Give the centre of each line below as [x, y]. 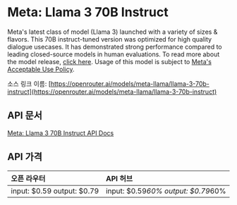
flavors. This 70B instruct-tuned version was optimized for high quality [110, 39]
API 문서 [25, 116]
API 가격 [25, 157]
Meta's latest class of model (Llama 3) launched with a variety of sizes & [113, 32]
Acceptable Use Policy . [41, 69]
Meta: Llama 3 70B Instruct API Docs [61, 133]
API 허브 [119, 178]
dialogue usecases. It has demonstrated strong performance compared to [115, 46]
